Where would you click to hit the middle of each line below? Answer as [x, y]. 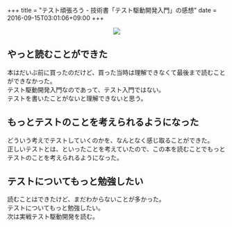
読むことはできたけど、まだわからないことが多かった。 [86, 199]
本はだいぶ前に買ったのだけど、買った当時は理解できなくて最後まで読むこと [116, 72]
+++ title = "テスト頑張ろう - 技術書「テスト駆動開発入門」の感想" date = [112, 10]
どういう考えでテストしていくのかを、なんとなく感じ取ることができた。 [110, 140]
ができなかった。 [32, 81]
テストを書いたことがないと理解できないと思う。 [77, 98]
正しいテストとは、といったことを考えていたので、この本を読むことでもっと [116, 149]
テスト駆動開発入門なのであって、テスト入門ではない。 [86, 89]
